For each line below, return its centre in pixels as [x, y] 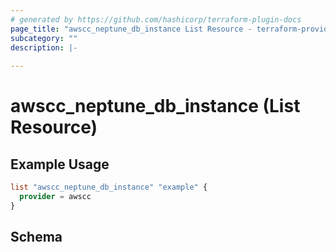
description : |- [44, 47]
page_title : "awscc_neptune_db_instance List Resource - [131, 29]
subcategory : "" [44, 38]
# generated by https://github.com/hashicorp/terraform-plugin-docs [156, 19]
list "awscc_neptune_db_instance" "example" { [109, 187]
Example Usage [60, 164]
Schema [36, 237]
